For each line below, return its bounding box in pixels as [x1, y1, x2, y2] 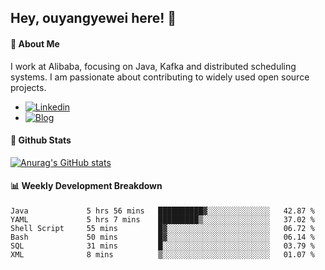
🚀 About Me [10, 37, 60, 50]
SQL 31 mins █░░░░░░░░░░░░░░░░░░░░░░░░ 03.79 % [10, 241, 315, 251]
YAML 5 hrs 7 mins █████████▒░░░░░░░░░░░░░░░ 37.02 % [10, 215, 315, 225]
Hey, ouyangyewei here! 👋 [10, 10, 177, 27]
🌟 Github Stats [10, 134, 72, 146]
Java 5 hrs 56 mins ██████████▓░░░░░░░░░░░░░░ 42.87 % [10, 206, 315, 216]
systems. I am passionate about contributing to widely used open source [10, 71, 310, 83]
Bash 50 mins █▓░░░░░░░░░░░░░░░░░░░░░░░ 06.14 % [10, 232, 315, 242]
